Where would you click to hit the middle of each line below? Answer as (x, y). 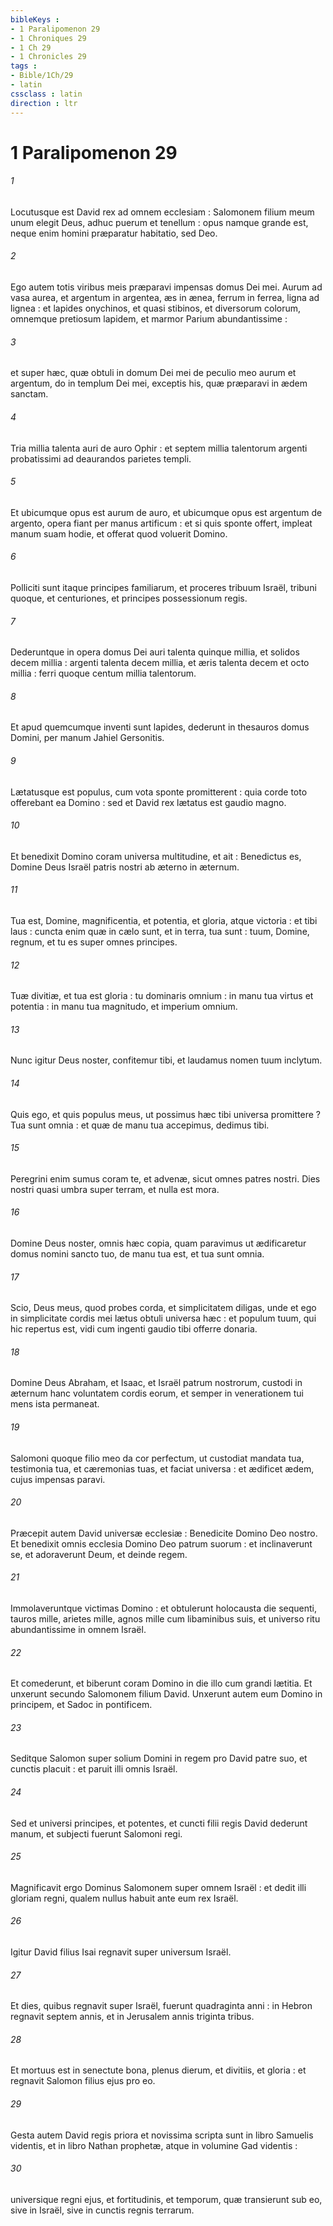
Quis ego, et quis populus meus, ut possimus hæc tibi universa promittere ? (165, 1114)
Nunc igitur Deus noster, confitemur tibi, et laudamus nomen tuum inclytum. (166, 1060)
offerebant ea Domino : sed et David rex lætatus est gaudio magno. (148, 802)
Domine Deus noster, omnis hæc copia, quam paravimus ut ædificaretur (158, 1243)
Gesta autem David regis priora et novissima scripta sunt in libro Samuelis (162, 2135)
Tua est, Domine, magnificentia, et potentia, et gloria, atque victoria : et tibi (164, 920)
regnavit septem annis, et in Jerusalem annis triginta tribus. (132, 2017)
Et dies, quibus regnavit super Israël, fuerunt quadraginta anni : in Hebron (161, 2006)
